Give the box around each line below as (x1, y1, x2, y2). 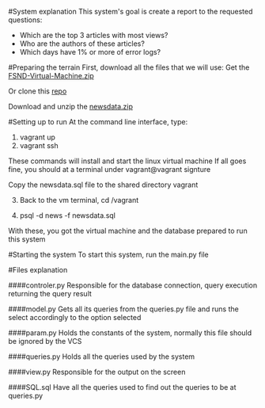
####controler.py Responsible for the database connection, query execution (8, 280, 258, 290)
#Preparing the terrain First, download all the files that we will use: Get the (8, 63, 250, 72)
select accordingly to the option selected (8, 313, 142, 322)
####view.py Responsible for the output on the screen (8, 368, 186, 376)
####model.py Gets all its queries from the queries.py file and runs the (8, 304, 239, 314)
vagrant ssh (19, 141, 59, 150)
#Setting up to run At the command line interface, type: (8, 117, 188, 126)
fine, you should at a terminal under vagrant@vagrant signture (8, 165, 211, 173)
